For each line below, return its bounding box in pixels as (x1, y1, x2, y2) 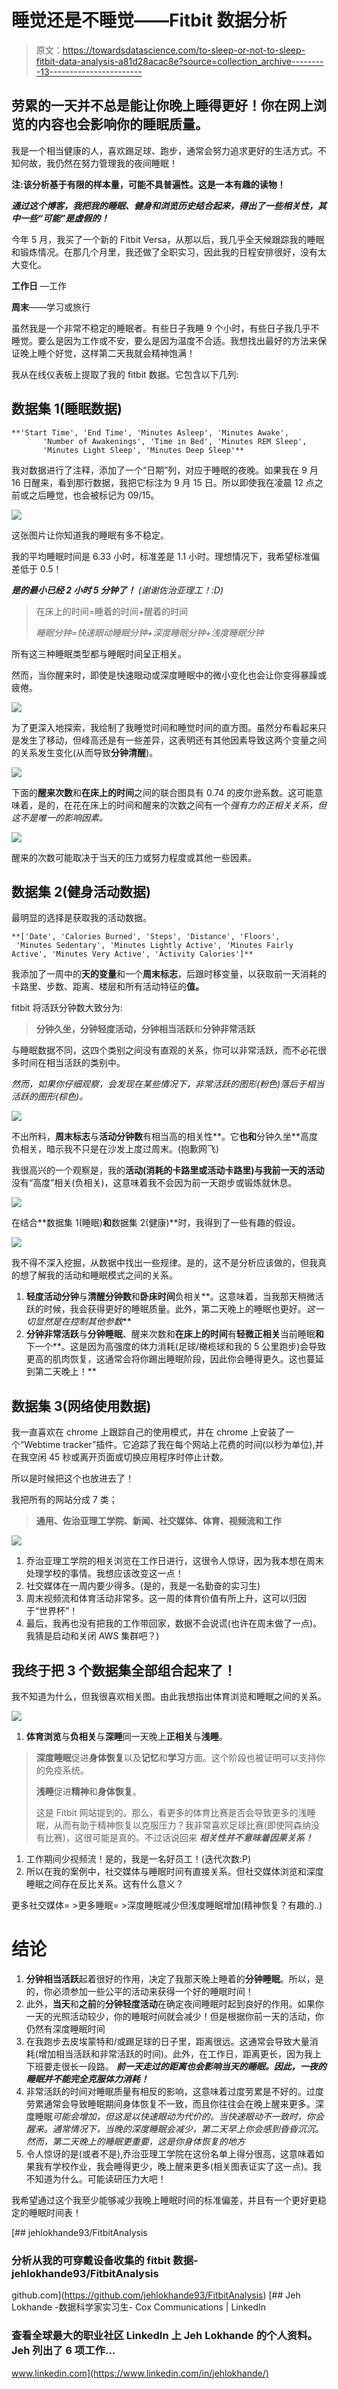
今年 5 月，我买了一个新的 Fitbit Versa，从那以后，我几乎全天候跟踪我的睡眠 (11, 233, 325, 245)
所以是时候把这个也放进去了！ (11, 1472, 134, 1485)
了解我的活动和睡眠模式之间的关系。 (28, 1269, 178, 1281)
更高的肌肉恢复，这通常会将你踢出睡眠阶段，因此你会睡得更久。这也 (25, 1353, 307, 1365)
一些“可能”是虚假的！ (19, 212, 110, 224)
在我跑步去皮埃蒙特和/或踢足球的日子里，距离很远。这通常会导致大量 (25, 2035, 310, 2047)
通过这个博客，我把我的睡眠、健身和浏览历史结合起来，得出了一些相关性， (11, 199, 318, 211)
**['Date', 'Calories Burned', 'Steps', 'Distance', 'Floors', (11, 932, 281, 942)
